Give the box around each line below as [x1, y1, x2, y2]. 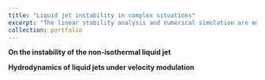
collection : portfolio [8, 26, 83, 34]
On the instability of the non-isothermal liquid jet [8, 48, 171, 57]
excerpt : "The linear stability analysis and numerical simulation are [8, 19, 248, 27]
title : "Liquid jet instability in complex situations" [8, 11, 196, 20]
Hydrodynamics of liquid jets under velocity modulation [8, 63, 195, 72]
